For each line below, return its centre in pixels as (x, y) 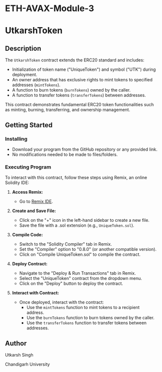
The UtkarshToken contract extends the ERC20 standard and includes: (75, 60)
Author (16, 343)
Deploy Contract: (30, 264)
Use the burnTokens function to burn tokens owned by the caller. (90, 318)
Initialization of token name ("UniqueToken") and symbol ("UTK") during (84, 70)
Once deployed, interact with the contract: (62, 302)
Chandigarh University (27, 364)
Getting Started (29, 125)
